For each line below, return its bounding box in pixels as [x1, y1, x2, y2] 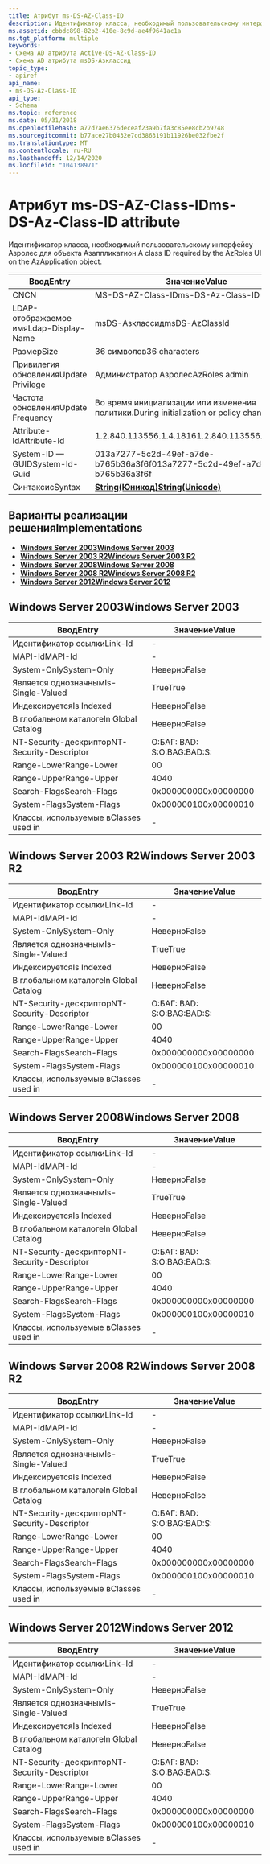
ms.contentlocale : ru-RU [8, 146, 92, 154]
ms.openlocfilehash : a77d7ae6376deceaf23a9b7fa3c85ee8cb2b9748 [8, 124, 225, 132]
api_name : [8, 79, 42, 87]
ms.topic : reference [8, 109, 78, 117]
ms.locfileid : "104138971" [8, 162, 99, 170]
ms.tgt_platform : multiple [8, 34, 99, 43]
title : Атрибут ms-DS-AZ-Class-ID [8, 11, 125, 20]
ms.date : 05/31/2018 [8, 117, 78, 125]
